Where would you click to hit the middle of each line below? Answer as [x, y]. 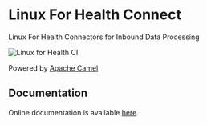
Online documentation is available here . [73, 112]
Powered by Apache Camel [53, 68]
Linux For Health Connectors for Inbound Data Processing [104, 37]
